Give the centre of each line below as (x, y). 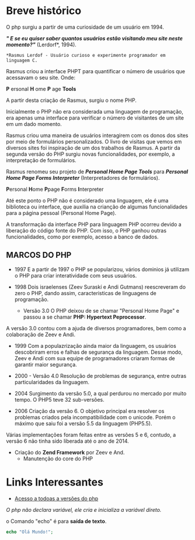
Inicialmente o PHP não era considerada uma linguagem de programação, (95, 111)
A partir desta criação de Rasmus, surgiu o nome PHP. (72, 100)
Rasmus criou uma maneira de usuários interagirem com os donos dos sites (97, 135)
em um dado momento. (34, 124)
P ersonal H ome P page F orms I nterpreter (55, 189)
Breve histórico (44, 11)
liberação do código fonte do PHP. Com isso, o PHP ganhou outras (86, 230)
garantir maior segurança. (46, 364)
